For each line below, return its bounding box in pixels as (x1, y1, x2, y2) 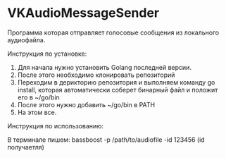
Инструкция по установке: (7, 49, 87, 58)
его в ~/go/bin (17, 93, 60, 102)
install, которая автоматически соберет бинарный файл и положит (17, 85, 218, 94)
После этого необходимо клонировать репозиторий (17, 71, 175, 79)
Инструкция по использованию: (7, 121, 104, 130)
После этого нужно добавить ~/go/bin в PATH (17, 100, 156, 109)
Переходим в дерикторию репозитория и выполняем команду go (17, 78, 215, 86)
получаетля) (7, 142, 44, 151)
